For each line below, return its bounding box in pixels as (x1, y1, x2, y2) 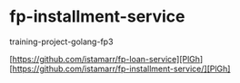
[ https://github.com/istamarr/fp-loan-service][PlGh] (9, 53, 204, 64)
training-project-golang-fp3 (9, 36, 114, 47)
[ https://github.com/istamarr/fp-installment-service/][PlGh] (9, 63, 231, 74)
